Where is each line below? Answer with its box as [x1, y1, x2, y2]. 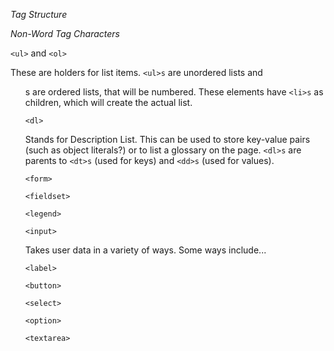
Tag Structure [10, 9, 68, 20]
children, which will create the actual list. [24, 97, 193, 108]
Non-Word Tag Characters [10, 28, 120, 39]
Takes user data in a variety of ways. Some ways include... [24, 244, 267, 256]
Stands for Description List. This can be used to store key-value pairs [24, 134, 311, 145]
